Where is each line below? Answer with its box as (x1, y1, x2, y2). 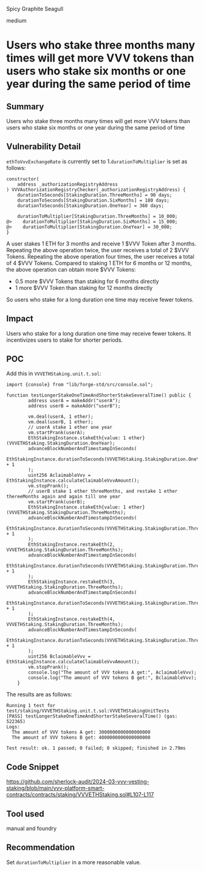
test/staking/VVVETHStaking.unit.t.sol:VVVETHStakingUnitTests (6, 708, 170, 714)
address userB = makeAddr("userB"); (28, 403, 121, 409)
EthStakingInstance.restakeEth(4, (28, 616, 115, 622)
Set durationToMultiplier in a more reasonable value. (6, 858, 141, 866)
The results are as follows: (6, 691, 72, 698)
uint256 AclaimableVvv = (28, 472, 91, 479)
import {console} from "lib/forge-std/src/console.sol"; (6, 382, 154, 388)
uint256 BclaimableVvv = (28, 654, 91, 660)
